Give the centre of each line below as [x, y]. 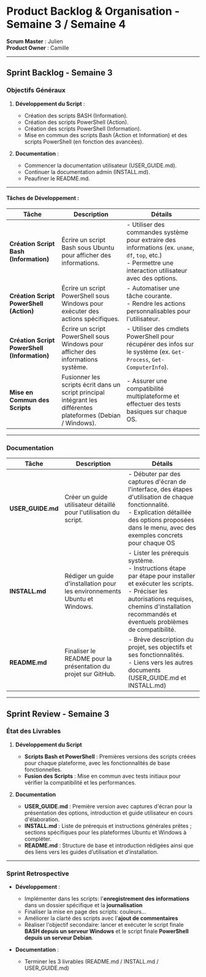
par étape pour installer [162, 576]
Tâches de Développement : [43, 198]
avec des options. [152, 278]
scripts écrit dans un [91, 384]
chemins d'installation [159, 607]
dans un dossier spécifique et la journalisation [83, 905]
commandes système [158, 232]
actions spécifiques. [90, 319]
